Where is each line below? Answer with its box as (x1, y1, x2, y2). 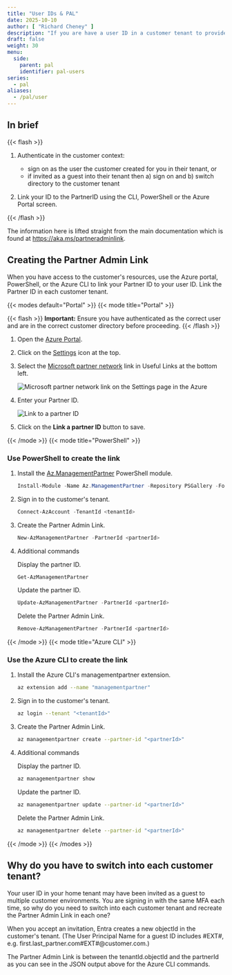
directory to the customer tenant (27, 179, 120, 188)
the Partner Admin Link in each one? (7, 911, 110, 919)
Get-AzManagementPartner (17, 574, 89, 581)
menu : (7, 49, 23, 56)
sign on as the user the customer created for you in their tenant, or (27, 164, 217, 173)
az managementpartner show (17, 776, 95, 783)
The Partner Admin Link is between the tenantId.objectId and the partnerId (7, 952, 219, 960)
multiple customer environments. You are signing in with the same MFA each (7, 896, 225, 904)
